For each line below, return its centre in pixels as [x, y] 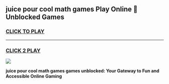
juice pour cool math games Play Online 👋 [72, 9]
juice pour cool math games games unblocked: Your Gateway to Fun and [82, 70]
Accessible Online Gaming [34, 76]
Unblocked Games [35, 17]
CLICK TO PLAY [25, 32]
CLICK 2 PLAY [23, 50]
